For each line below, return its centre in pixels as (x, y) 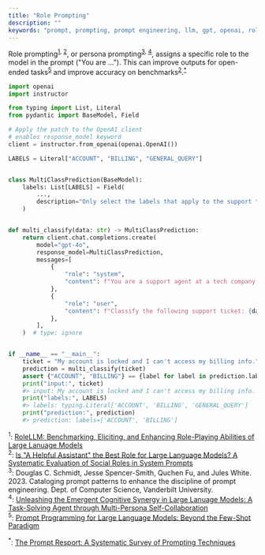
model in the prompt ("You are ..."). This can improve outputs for (112, 62)
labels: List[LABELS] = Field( (74, 187)
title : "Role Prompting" (49, 15)
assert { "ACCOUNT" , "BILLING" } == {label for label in (114, 376)
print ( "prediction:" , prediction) (79, 413)
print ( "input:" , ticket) (63, 384)
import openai (32, 86)
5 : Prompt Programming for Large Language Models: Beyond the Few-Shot (129, 516)
